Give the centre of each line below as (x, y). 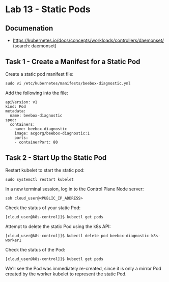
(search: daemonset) (35, 46)
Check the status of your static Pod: (43, 208)
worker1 (13, 240)
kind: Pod (16, 106)
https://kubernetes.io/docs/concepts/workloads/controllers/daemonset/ (88, 40)
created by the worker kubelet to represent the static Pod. (66, 274)
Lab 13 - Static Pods (48, 9)
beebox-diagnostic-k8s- (135, 236)
